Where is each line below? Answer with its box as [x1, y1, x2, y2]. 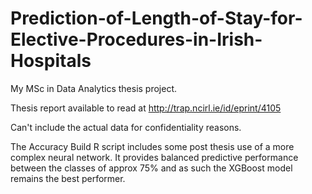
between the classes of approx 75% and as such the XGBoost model [10, 162, 293, 174]
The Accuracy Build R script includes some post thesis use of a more [10, 140, 295, 152]
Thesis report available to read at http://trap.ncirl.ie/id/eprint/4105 [10, 102, 282, 114]
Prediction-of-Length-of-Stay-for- [10, 7, 303, 30]
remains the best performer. [10, 172, 126, 184]
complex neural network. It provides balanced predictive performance [10, 151, 299, 163]
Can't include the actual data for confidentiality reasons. [10, 121, 242, 133]
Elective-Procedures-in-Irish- [10, 28, 263, 51]
